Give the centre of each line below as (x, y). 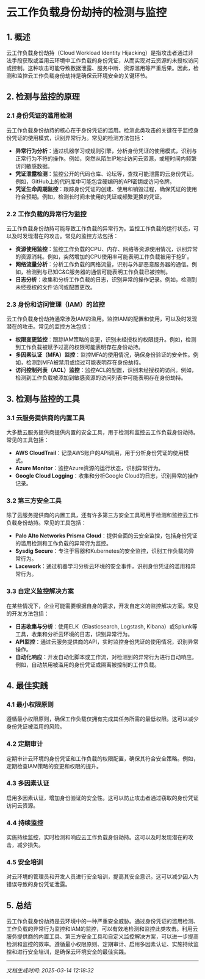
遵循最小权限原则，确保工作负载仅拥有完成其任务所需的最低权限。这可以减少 (103, 719)
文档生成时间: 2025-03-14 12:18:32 (50, 970)
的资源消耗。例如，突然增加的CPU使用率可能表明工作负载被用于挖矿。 (104, 257)
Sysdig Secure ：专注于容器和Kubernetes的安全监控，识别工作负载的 (102, 551)
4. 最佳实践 (27, 686)
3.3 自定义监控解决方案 (40, 591)
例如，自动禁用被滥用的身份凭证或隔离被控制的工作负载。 (87, 664)
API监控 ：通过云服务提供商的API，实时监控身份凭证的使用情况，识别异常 (107, 641)
